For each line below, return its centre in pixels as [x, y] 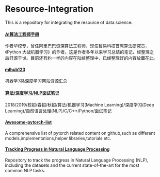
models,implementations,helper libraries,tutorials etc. [58, 138]
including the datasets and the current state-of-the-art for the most [72, 165]
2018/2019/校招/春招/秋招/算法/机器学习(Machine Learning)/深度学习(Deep [80, 105]
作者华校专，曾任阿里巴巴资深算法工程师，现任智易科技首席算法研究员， [77, 46]
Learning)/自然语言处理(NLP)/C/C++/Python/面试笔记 [58, 111]
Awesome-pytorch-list [28, 122]
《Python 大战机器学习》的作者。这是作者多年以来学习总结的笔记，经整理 [77, 52]
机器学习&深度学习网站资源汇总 [36, 81]
